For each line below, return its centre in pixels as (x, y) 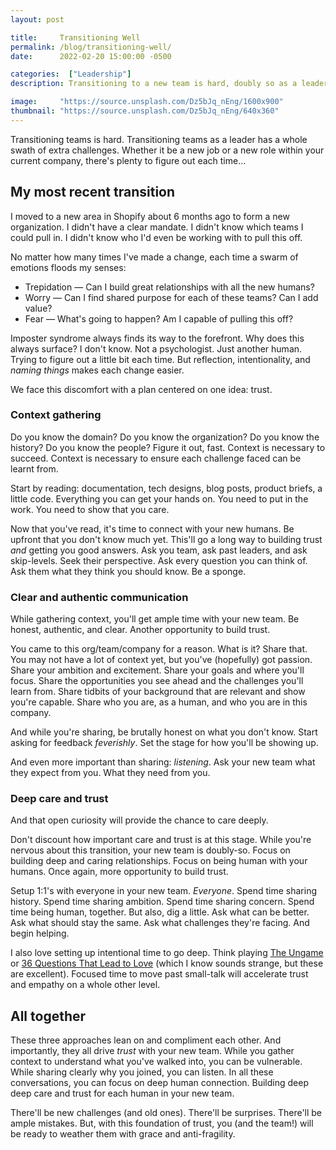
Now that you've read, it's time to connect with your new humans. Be (152, 528)
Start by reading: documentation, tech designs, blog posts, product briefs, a (166, 488)
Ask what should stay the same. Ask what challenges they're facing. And (160, 923)
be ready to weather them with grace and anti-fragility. (123, 1134)
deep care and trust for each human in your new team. (122, 1093)
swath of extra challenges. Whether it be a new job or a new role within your (167, 150)
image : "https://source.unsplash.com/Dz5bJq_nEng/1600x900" (147, 102)
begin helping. (40, 933)
